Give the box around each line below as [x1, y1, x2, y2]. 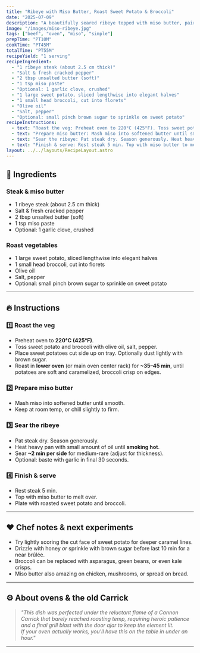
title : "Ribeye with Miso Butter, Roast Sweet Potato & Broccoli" [6, 8, 174, 15]
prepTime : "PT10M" [6, 36, 52, 42]
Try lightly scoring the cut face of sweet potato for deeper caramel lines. [14, 538, 193, 546]
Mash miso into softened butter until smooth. [14, 400, 125, 407]
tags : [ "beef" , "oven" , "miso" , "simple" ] [6, 31, 113, 37]
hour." [20, 634, 36, 641]
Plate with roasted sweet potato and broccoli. [14, 500, 126, 507]
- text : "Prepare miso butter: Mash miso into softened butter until [11, 131, 187, 137]
